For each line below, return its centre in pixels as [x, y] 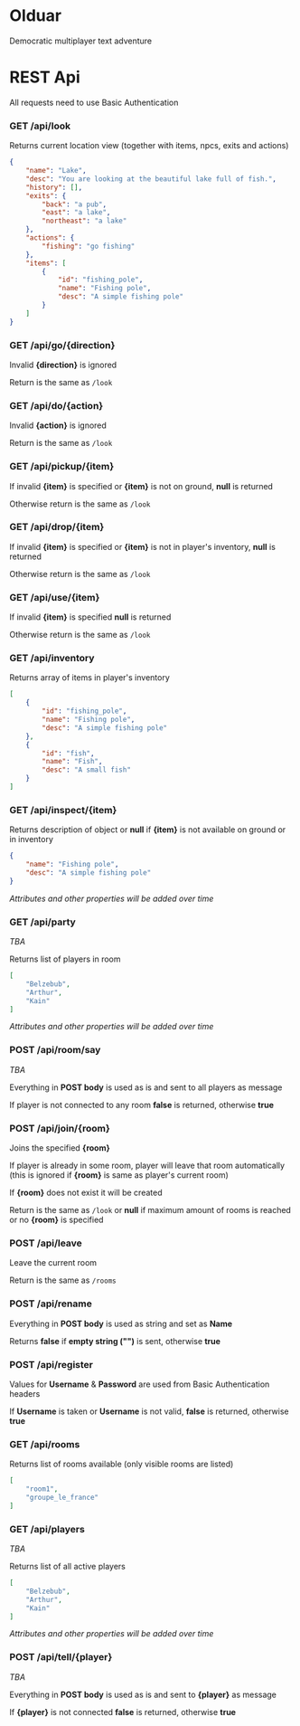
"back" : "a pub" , [74, 204]
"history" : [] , [54, 187]
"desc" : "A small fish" [86, 770]
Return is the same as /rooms [63, 1280]
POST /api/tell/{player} [61, 1657]
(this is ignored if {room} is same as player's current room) [119, 1175]
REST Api [45, 77]
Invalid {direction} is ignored [63, 365]
